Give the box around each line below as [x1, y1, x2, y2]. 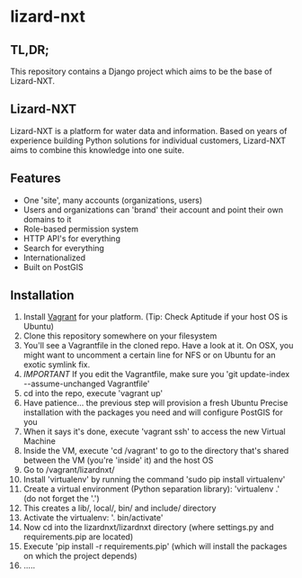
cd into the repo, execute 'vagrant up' [22, 388, 164, 399]
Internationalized [22, 252, 86, 263]
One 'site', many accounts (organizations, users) [22, 194, 203, 205]
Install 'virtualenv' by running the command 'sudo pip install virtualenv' [22, 474, 286, 485]
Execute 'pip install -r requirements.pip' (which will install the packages [22, 541, 288, 552]
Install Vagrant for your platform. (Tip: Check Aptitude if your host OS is [22, 312, 289, 322]
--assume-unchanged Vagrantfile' [22, 378, 150, 389]
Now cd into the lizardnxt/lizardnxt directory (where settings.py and [22, 522, 274, 533]
